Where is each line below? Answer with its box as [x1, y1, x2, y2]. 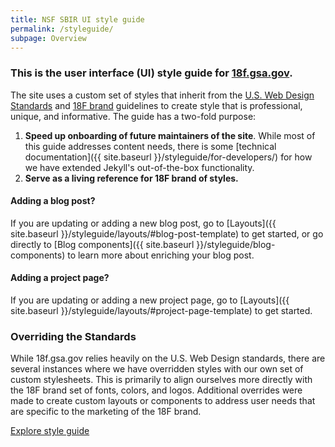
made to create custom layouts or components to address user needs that [10, 395, 316, 407]
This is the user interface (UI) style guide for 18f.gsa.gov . [10, 66, 293, 80]
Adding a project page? [10, 272, 110, 284]
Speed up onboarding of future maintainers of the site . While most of [24, 129, 316, 141]
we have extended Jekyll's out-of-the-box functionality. [24, 161, 255, 173]
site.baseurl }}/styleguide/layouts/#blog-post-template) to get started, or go [10, 227, 324, 240]
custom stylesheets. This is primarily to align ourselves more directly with [10, 374, 313, 386]
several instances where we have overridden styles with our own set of [10, 363, 304, 375]
